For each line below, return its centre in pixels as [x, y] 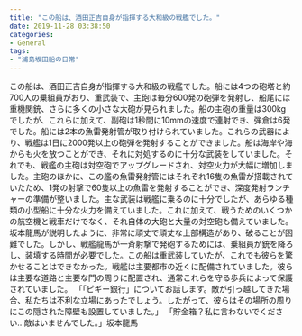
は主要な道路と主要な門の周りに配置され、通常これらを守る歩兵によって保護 [151, 277]
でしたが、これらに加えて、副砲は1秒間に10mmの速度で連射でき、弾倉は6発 [150, 120]
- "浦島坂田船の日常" [44, 59]
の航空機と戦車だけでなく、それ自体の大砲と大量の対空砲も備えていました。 [151, 221]
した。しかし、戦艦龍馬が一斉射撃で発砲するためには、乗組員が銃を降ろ [159, 244]
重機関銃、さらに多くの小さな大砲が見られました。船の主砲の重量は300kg [148, 109]
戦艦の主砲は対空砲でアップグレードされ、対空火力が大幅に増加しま [167, 165]
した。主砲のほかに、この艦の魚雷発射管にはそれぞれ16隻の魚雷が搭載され [147, 176]
